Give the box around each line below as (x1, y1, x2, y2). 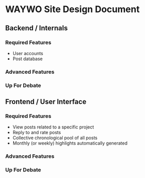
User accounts (12, 50, 43, 56)
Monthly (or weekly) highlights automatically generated (12, 140, 128, 146)
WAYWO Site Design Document (5, 4, 140, 15)
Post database (12, 56, 43, 62)
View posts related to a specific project (12, 124, 94, 130)
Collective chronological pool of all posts (12, 135, 98, 141)
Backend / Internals (5, 24, 68, 32)
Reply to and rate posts (12, 129, 61, 136)
